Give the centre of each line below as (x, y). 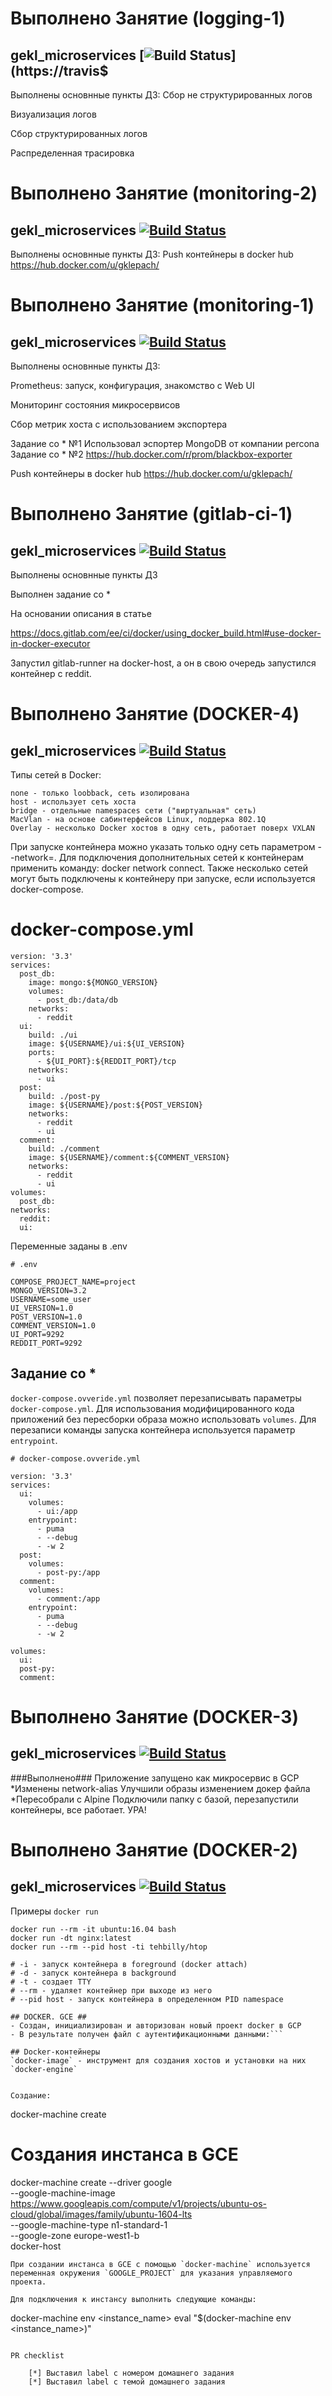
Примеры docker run (54, 1911)
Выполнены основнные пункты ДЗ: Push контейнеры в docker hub (152, 254)
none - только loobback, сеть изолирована (100, 793)
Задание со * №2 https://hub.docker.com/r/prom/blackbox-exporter (151, 454)
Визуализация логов (53, 114)
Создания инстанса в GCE (124, 2154)
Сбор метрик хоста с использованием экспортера (119, 424)
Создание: (31, 2095)
